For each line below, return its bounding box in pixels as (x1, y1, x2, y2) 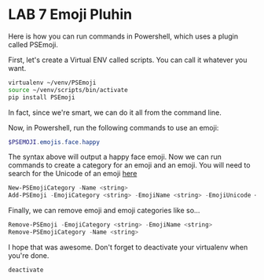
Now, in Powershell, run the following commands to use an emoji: (8, 123, 219, 132)
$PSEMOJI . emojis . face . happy (8, 138, 101, 146)
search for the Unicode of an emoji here (8, 169, 137, 179)
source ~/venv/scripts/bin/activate (8, 86, 128, 94)
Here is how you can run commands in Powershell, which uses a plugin (8, 31, 238, 41)
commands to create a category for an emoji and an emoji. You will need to (8, 160, 251, 170)
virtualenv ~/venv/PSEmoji (8, 79, 97, 87)
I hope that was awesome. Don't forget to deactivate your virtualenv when (8, 242, 248, 252)
